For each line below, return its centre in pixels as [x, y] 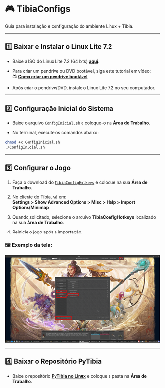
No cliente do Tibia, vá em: [39, 197]
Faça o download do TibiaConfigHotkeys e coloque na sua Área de [80, 182]
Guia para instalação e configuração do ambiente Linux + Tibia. [69, 26]
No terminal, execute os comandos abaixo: [55, 132]
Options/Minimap [30, 208]
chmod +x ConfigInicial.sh [33, 142]
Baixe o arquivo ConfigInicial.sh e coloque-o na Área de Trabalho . [81, 123]
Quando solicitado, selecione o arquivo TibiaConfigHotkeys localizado [84, 217]
